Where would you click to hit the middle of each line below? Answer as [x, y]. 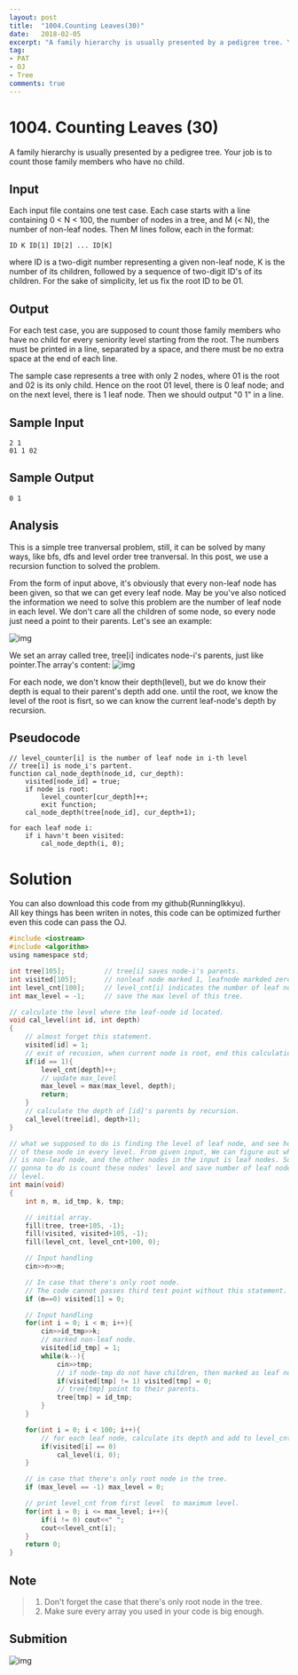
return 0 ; [43, 1545]
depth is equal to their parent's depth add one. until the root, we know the [144, 691]
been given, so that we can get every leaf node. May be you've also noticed [148, 592]
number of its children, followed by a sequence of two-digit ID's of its [136, 272]
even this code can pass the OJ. [68, 922]
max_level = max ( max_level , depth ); [109, 1086]
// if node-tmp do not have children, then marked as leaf [168, 1372]
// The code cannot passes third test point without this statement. [157, 1291]
